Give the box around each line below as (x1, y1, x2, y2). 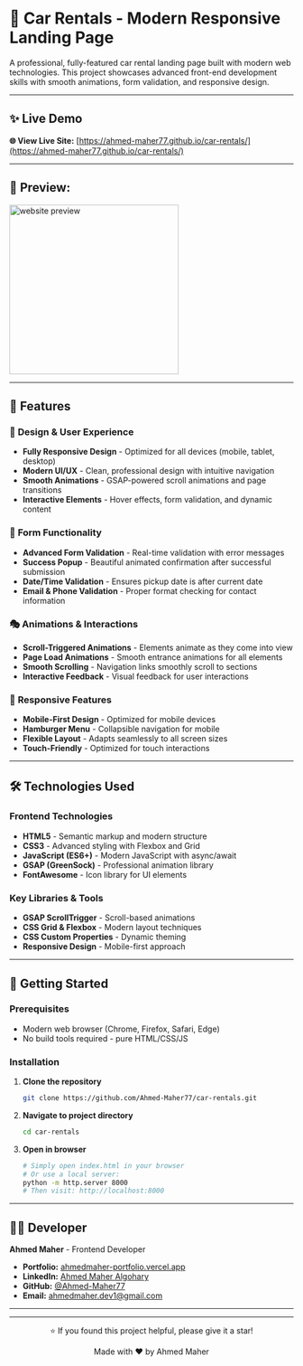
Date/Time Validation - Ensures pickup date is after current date (22, 576, 263, 587)
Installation (9, 1055, 60, 1068)
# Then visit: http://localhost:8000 (22, 1186, 165, 1196)
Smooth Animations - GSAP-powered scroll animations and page (22, 475, 267, 486)
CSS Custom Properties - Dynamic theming (22, 931, 187, 943)
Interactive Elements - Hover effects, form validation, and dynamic (22, 495, 273, 505)
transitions (22, 485, 62, 495)
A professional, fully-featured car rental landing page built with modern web (9, 57, 291, 68)
